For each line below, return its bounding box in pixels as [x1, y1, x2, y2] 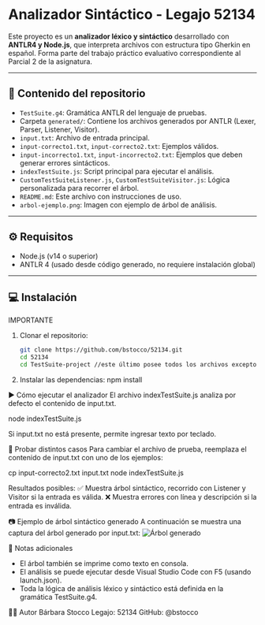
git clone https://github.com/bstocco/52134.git [19, 346, 183, 354]
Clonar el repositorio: [19, 331, 88, 340]
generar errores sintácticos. [19, 158, 110, 167]
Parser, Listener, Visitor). [19, 125, 100, 134]
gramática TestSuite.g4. [19, 593, 98, 601]
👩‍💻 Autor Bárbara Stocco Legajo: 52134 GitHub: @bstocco [8, 608, 199, 616]
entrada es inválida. [8, 501, 73, 510]
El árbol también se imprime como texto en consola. [19, 559, 189, 568]
